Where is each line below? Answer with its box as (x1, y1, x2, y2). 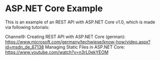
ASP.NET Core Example (5, 3, 103, 14)
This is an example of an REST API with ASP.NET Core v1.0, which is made (5, 19, 156, 25)
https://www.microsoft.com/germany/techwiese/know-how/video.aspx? (5, 39, 151, 44)
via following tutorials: (5, 24, 50, 30)
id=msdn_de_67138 (5, 44, 44, 50)
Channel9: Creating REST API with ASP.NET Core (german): (5, 34, 126, 40)
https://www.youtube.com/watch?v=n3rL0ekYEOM (5, 49, 109, 55)
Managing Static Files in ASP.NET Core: (45, 44, 125, 50)
